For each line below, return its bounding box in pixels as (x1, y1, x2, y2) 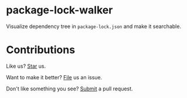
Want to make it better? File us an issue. (6, 73, 103, 80)
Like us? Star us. (6, 62, 46, 69)
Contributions (6, 43, 75, 57)
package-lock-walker (6, 3, 113, 17)
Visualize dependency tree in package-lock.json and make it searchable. (6, 23, 182, 30)
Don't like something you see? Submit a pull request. (6, 85, 133, 92)
